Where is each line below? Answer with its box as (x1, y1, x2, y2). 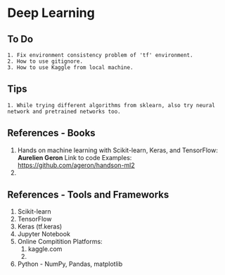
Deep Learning (7, 5, 95, 21)
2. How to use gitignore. (7, 58, 83, 65)
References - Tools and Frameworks (7, 189, 169, 201)
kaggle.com (27, 245, 63, 253)
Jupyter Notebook (17, 230, 70, 238)
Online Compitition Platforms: (17, 238, 103, 246)
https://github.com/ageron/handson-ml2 (17, 161, 135, 169)
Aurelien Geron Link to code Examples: (17, 153, 132, 161)
